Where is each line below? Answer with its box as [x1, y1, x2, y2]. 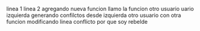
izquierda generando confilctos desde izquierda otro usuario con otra [6, 12, 182, 19]
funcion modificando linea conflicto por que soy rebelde [6, 18, 148, 25]
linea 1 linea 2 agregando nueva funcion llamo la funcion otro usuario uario [6, 5, 194, 12]
